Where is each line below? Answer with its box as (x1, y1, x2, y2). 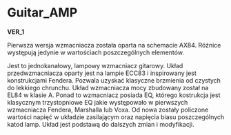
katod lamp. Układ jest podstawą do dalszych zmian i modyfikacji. (7, 120, 194, 128)
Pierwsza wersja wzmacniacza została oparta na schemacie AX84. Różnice (7, 41, 221, 49)
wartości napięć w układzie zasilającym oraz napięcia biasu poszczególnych (7, 112, 225, 121)
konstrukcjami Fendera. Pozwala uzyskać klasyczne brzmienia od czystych (7, 76, 221, 84)
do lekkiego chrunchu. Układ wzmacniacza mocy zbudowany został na (7, 83, 209, 92)
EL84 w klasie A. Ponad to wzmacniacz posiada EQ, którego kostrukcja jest (7, 91, 221, 99)
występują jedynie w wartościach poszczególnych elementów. (7, 48, 185, 56)
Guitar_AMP (7, 5, 78, 21)
